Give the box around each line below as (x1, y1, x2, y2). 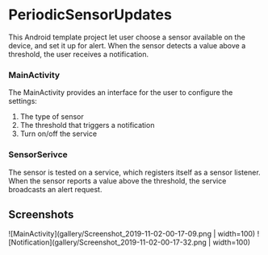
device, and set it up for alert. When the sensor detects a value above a (8, 40, 246, 50)
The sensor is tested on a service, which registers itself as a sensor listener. (8, 167, 261, 177)
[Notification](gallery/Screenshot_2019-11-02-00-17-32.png (8, 237, 207, 247)
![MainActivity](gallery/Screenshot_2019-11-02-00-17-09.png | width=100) (8, 229, 256, 239)
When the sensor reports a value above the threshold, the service (8, 175, 227, 186)
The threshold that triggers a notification (19, 121, 155, 130)
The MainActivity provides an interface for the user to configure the (8, 88, 233, 97)
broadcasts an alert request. (8, 184, 103, 194)
